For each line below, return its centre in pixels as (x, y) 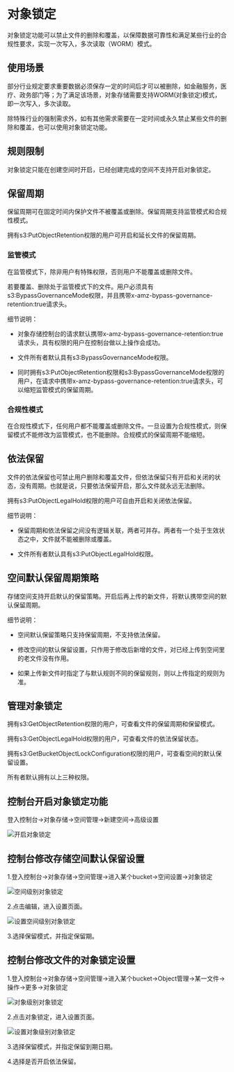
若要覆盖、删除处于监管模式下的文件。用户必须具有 (80, 287)
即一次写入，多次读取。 (41, 103)
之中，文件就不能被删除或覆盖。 (69, 539)
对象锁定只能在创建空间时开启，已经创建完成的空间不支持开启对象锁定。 (111, 169)
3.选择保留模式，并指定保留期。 (53, 936)
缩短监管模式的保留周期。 (60, 389)
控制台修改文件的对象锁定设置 (71, 961)
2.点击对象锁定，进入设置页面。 (53, 1017)
